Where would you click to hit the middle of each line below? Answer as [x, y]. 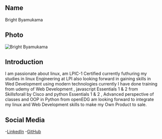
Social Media [25, 120]
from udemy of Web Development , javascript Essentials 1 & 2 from [72, 89]
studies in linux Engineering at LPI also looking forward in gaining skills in [78, 79]
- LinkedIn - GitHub [23, 132]
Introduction [24, 62]
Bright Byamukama [24, 19]
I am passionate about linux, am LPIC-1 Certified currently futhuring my [76, 74]
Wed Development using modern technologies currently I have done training [81, 84]
